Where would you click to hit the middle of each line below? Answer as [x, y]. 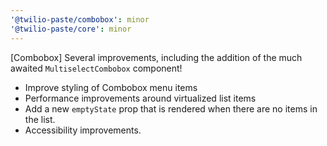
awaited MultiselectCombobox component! [96, 68]
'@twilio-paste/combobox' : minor [80, 19]
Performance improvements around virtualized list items [140, 98]
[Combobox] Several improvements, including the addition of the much [156, 57]
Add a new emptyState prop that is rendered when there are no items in [171, 108]
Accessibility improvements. [83, 130]
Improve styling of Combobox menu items [111, 87]
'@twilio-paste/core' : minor [71, 29]
